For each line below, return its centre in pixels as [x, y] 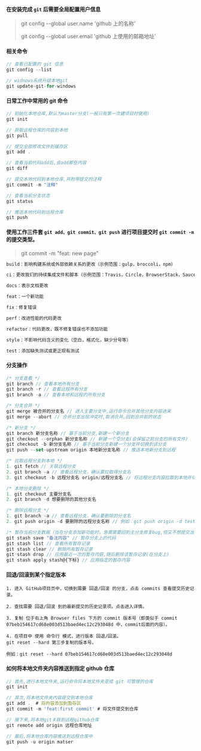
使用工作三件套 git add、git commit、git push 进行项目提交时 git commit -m [100, 232]
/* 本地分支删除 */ [28, 488]
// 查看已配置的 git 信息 [35, 64]
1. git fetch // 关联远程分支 [41, 467]
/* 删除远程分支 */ [28, 510]
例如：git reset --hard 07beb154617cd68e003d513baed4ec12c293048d [89, 654]
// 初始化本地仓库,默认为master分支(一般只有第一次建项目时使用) [78, 114]
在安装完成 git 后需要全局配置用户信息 [54, 9]
